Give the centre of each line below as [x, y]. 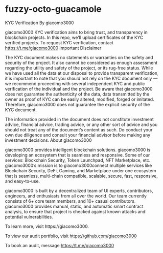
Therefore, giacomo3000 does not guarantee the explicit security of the [78, 104]
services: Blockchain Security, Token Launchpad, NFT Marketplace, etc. [78, 160]
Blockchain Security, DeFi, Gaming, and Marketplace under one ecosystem [81, 170]
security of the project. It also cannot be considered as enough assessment [81, 63]
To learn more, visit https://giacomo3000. [47, 226]
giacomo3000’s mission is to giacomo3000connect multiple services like [79, 165]
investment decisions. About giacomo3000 [48, 140]
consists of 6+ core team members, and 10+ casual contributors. [70, 201]
